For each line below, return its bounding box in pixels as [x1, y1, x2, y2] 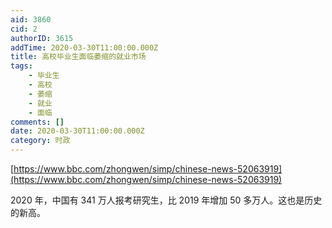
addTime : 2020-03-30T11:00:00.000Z [10, 42, 159, 53]
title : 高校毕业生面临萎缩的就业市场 [10, 52, 147, 62]
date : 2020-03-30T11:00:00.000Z [10, 126, 145, 136]
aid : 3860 [10, 14, 52, 25]
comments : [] [10, 117, 65, 127]
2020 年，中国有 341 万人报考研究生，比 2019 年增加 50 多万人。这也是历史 [10, 194, 323, 206]
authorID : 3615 [10, 33, 74, 43]
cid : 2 [10, 24, 38, 34]
